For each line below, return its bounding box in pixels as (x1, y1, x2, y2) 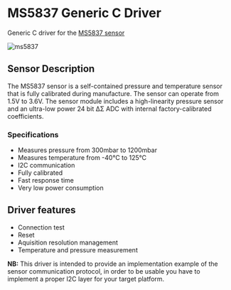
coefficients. (7, 112, 44, 120)
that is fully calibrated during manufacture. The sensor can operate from (7, 89, 219, 97)
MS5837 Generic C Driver (7, 5, 162, 21)
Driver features (7, 204, 76, 216)
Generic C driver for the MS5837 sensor (7, 28, 125, 37)
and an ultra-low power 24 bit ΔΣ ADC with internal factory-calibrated (7, 104, 212, 113)
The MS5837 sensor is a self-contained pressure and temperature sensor (7, 82, 222, 90)
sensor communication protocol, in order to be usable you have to (7, 267, 200, 275)
